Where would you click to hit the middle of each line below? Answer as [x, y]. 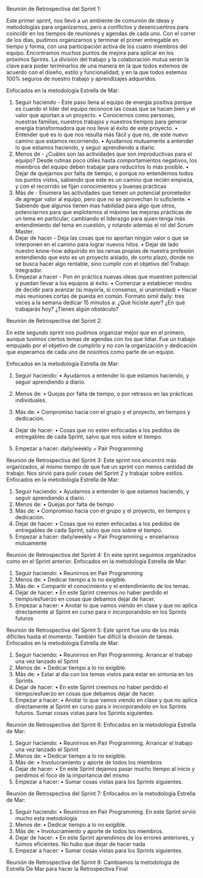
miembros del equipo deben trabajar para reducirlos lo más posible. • [102, 167]
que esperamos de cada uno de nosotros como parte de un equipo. [91, 352]
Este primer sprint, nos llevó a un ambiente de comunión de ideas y [90, 20]
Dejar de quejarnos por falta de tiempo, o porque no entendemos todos [104, 173]
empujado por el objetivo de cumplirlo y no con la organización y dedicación [102, 345]
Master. [25, 231]
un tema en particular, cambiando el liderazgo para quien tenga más [100, 219]
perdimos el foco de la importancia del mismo [72, 775]
